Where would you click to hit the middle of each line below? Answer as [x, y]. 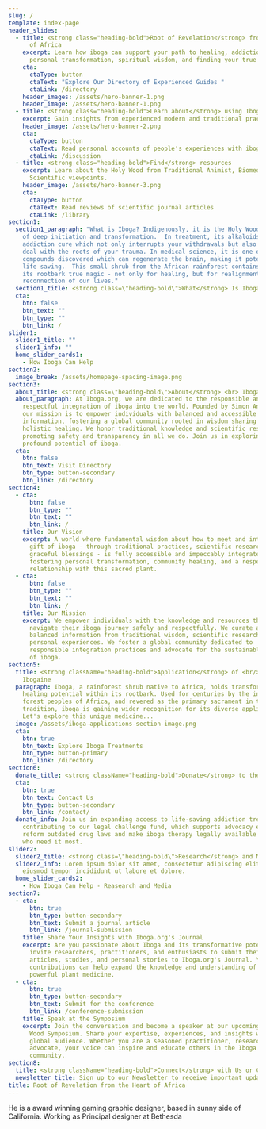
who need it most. [53, 842]
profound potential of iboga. [72, 444]
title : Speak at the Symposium [74, 1019]
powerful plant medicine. [72, 974]
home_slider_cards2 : [49, 879]
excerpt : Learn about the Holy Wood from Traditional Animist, [129, 171]
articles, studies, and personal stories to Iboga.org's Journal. [141, 960]
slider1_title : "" [46, 340]
